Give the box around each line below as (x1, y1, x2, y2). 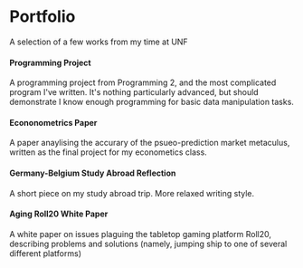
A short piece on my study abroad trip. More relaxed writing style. (9, 187, 255, 198)
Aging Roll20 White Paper (9, 208, 109, 219)
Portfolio (9, 6, 76, 27)
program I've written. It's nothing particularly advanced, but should (9, 87, 260, 98)
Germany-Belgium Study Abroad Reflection (9, 167, 176, 178)
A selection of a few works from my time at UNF (9, 36, 188, 47)
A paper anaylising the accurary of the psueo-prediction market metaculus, (9, 138, 290, 148)
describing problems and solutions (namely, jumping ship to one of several (9, 238, 288, 249)
